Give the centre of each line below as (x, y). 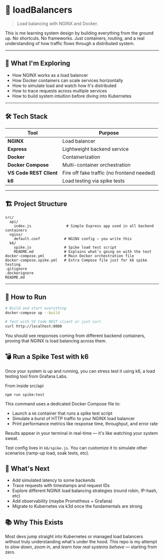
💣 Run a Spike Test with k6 (47, 357)
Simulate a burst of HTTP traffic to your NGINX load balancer (73, 419)
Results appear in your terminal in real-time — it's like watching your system (82, 433)
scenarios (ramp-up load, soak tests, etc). (47, 453)
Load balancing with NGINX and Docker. (58, 23)
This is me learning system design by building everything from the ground (79, 33)
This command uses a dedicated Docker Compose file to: (63, 404)
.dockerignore (20, 273)
